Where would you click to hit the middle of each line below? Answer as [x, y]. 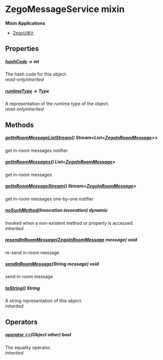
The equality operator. [28, 347]
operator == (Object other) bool [38, 335]
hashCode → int [22, 61]
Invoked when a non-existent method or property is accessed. [69, 223]
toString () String [23, 288]
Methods [20, 125]
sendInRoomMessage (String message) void [52, 264]
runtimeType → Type [27, 91]
